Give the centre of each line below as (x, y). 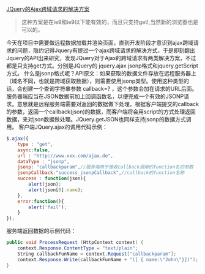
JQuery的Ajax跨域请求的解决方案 (48, 9)
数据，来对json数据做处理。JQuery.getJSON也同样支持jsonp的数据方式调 (99, 119)
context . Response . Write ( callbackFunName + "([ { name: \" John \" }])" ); (108, 259)
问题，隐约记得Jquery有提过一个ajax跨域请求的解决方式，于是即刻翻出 (106, 50)
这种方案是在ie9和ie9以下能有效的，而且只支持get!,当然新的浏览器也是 (110, 22)
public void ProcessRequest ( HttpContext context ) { (75, 243)
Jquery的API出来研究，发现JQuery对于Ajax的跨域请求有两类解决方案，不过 (101, 58)
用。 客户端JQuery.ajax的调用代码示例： (57, 127)
